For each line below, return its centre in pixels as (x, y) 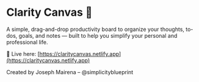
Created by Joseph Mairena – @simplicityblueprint (70, 72)
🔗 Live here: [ (23, 53)
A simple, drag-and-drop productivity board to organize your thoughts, (96, 29)
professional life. (27, 42)
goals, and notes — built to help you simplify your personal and (98, 35)
